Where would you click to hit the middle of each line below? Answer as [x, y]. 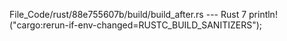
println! [263, 14]
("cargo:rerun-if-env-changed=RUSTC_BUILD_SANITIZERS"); [136, 25]
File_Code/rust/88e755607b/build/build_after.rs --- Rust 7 [128, 14]
